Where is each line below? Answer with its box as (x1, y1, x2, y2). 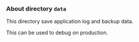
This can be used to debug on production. (6, 29, 108, 36)
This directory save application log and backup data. (6, 18, 134, 25)
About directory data (6, 5, 67, 13)
